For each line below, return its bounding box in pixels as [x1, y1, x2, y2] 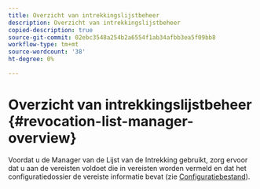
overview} [8, 129, 77, 147]
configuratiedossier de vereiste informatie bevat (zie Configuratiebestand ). [8, 172, 251, 181]
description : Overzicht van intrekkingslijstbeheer [8, 19, 181, 27]
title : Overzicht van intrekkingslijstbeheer [8, 11, 159, 20]
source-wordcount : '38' [8, 48, 86, 56]
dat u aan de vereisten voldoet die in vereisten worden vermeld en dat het [8, 163, 247, 173]
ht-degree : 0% [8, 56, 55, 64]
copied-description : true [8, 26, 93, 34]
